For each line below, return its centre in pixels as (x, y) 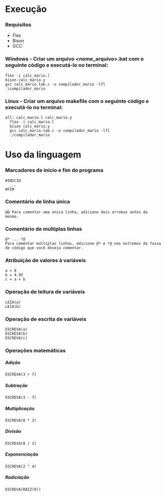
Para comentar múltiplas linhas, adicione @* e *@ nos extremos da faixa (83, 244)
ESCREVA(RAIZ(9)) (23, 489)
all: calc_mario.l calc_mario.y (39, 118)
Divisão (13, 431)
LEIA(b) (13, 306)
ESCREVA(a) (16, 329)
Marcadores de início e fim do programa (54, 170)
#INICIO (13, 181)
